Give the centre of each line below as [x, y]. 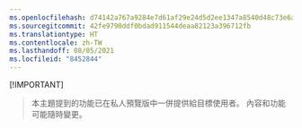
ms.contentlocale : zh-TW [56, 43]
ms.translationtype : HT [54, 34]
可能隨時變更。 [59, 114]
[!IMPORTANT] [37, 85]
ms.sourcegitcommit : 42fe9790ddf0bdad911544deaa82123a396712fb [130, 26]
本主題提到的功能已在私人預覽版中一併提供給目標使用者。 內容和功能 [158, 103]
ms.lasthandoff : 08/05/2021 [62, 51]
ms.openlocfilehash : [48, 17]
